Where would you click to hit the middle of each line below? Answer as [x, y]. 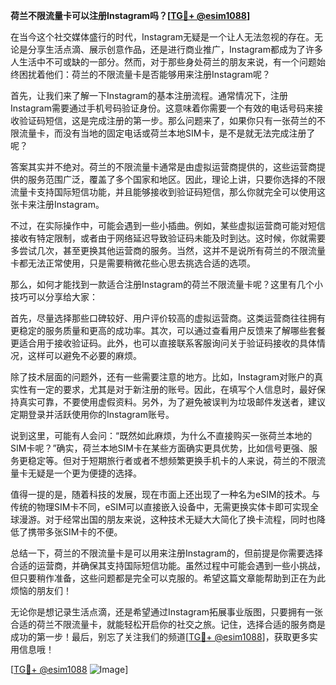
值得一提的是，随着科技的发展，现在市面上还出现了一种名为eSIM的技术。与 [165, 494]
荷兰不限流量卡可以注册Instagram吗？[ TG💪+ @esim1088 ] [130, 15]
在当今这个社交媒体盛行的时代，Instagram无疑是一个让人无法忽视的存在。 [162, 37]
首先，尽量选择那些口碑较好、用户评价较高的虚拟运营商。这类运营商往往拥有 [168, 318]
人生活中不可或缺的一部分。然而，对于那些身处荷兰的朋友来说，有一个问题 [163, 62]
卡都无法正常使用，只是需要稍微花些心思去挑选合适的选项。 [133, 263]
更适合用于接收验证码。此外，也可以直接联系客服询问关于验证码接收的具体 [163, 343]
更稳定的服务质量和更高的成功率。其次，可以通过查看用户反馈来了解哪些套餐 [168, 330]
